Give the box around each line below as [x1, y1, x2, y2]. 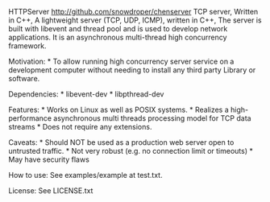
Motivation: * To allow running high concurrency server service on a [8, 56, 235, 66]
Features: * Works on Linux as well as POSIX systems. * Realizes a [8, 105, 230, 114]
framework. [8, 41, 47, 51]
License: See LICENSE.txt [8, 186, 93, 196]
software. [8, 74, 40, 83]
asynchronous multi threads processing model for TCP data [53, 113, 251, 123]
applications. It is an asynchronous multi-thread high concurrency [8, 32, 227, 42]
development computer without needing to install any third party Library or [8, 65, 256, 75]
